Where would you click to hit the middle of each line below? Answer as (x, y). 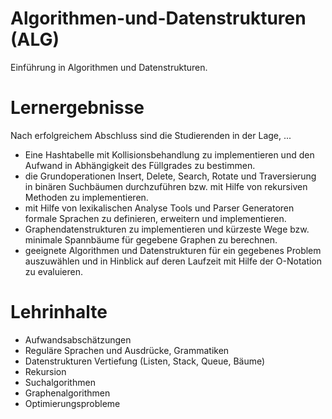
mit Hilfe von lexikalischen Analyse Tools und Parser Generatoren (159, 208)
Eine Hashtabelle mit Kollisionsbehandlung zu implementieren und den (169, 154)
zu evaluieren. (54, 271)
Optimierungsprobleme (72, 403)
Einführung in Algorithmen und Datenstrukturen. (109, 67)
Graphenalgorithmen (67, 393)
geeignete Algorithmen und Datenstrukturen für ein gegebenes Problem (173, 250)
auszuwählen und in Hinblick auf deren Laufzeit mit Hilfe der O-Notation (173, 261)
